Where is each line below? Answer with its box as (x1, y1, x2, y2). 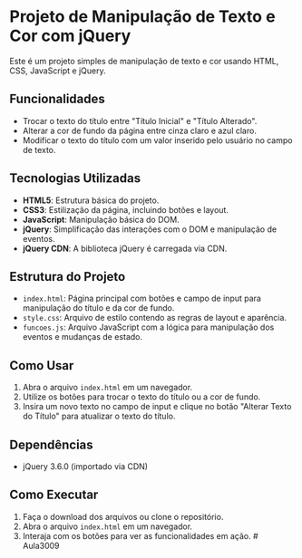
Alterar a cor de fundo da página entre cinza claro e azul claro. (22, 125, 257, 136)
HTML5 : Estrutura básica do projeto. (22, 195, 160, 206)
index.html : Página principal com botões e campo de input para (22, 293, 261, 304)
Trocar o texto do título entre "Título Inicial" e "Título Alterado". (22, 115, 258, 126)
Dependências (9, 437, 93, 452)
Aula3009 (22, 540, 60, 551)
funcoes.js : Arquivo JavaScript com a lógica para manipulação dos (22, 322, 275, 332)
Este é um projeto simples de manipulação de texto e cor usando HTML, (9, 55, 279, 66)
